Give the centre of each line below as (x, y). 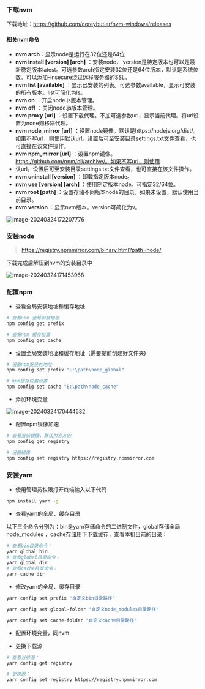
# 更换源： (18, 674)
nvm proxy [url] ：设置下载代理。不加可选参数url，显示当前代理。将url (104, 115)
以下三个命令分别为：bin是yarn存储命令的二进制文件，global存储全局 (93, 526)
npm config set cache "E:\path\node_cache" (63, 387)
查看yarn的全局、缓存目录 (48, 513)
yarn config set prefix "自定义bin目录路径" (61, 598)
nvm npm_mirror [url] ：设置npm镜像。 (65, 154)
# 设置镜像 (18, 452)
